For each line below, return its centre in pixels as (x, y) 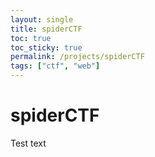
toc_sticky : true (46, 47)
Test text (28, 143)
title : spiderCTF (46, 29)
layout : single (42, 19)
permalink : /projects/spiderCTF (77, 57)
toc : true (31, 38)
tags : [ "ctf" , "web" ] (55, 66)
